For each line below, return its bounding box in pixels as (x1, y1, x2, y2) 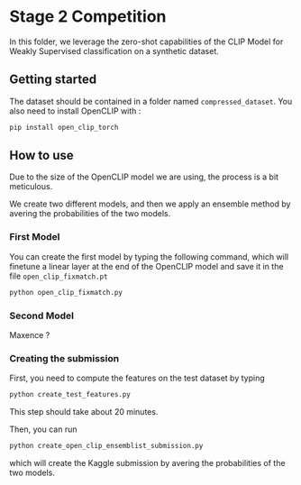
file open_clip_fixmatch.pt (9, 270, 108, 281)
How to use (9, 148, 74, 163)
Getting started (9, 72, 97, 87)
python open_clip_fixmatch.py (9, 288, 123, 297)
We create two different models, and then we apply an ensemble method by (9, 198, 291, 209)
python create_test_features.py (9, 390, 131, 399)
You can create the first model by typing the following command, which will (9, 251, 289, 262)
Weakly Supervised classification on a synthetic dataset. (9, 45, 219, 56)
